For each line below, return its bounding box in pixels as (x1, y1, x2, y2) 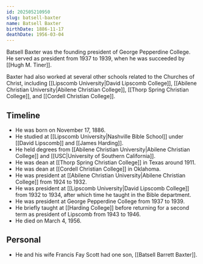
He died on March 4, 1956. (15, 217, 82, 224)
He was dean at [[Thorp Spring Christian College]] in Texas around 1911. (15, 159, 196, 166)
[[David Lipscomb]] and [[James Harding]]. (15, 139, 124, 146)
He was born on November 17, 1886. (15, 126, 105, 134)
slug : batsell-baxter (6, 15, 62, 21)
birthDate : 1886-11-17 (6, 26, 64, 32)
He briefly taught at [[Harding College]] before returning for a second (15, 204, 190, 211)
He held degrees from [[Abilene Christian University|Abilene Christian (15, 146, 190, 153)
